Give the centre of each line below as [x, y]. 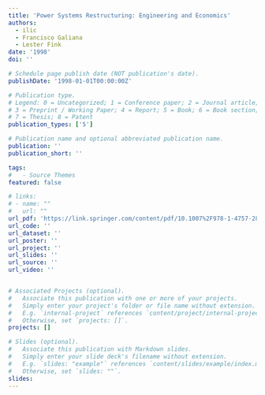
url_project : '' [35, 248]
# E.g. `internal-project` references [76, 313]
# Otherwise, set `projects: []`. [68, 320]
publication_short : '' [45, 153]
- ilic [26, 30]
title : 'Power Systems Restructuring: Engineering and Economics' [119, 15]
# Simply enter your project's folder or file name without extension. [132, 306]
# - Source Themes [42, 175]
